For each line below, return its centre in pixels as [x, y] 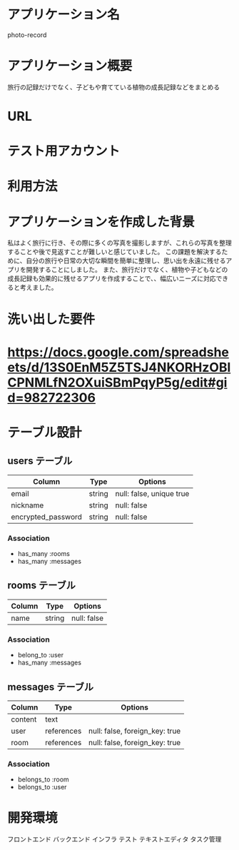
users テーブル [40, 461]
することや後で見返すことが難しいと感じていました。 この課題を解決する [115, 252]
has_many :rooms [44, 554]
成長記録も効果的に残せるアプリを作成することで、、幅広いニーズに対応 [112, 278]
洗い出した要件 [51, 319]
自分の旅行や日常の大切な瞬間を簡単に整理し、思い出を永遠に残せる [126, 260]
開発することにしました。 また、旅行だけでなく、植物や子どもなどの [127, 270]
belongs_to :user [42, 787]
